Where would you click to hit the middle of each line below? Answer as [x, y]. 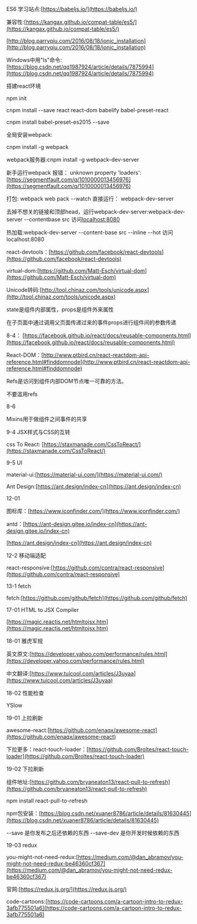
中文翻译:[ [19, 674]
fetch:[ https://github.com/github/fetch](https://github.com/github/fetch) [97, 598]
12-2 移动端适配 [26, 556]
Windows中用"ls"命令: [34, 60]
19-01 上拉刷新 [25, 718]
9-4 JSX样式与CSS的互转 [38, 432]
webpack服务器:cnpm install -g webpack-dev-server [73, 159]
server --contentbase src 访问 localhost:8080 [63, 219]
